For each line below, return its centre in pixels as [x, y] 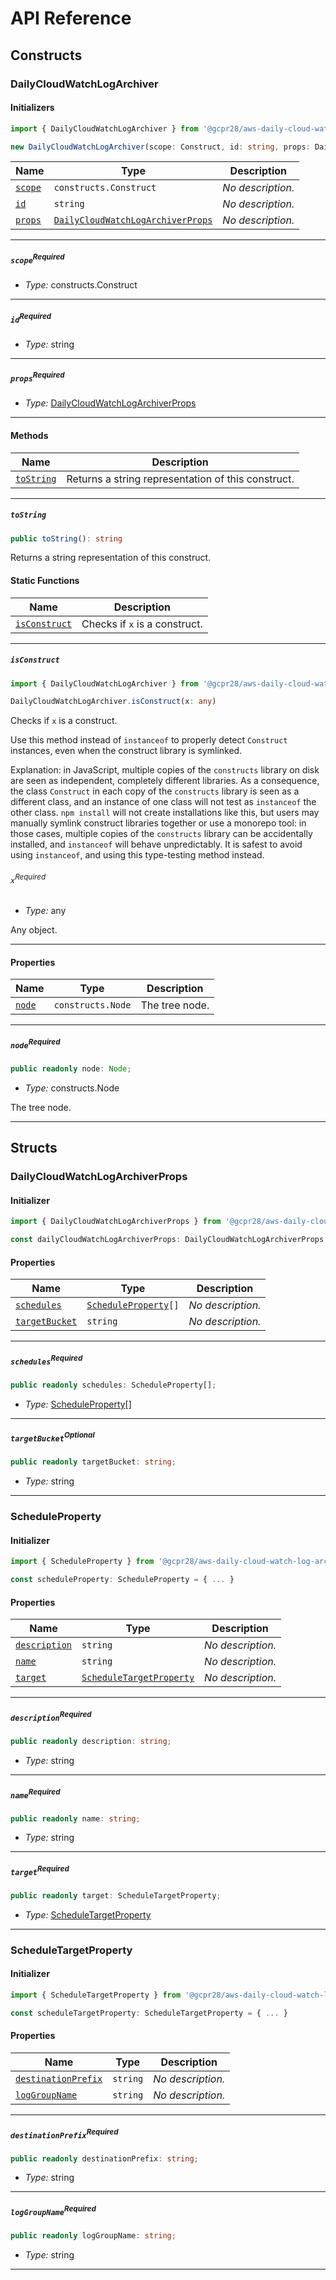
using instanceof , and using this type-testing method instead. [137, 855]
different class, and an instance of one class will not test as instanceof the [163, 802]
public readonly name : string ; [75, 1818]
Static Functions [45, 580]
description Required [51, 1716]
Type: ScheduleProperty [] [78, 1404]
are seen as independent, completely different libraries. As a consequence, [165, 781]
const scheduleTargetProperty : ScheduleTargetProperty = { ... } [149, 2013]
